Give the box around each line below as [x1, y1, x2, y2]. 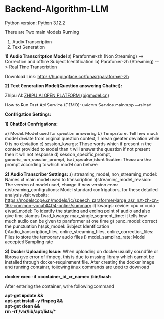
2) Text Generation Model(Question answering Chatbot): [5, 82, 122, 89]
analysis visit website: [5, 192, 49, 198]
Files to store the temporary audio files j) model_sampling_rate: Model [5, 234, 146, 239]
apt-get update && [5, 292, 43, 298]
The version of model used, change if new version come [5, 182, 119, 187]
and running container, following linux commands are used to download [5, 264, 149, 270]
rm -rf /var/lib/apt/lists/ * [5, 308, 56, 314]
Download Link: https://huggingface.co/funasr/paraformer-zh [5, 73, 129, 79]
